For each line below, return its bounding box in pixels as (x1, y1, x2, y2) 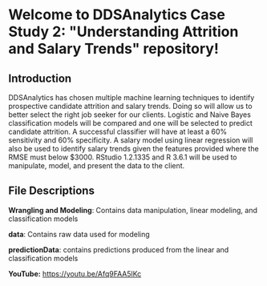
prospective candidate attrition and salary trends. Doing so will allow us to (8, 102, 253, 111)
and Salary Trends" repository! (8, 40, 219, 58)
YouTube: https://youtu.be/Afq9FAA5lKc (8, 268, 142, 278)
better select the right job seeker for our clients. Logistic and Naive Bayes (8, 110, 251, 119)
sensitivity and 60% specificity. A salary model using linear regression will (8, 135, 253, 145)
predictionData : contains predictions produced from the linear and (8, 244, 229, 254)
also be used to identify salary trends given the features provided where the (8, 144, 259, 153)
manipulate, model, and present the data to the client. (8, 161, 185, 170)
